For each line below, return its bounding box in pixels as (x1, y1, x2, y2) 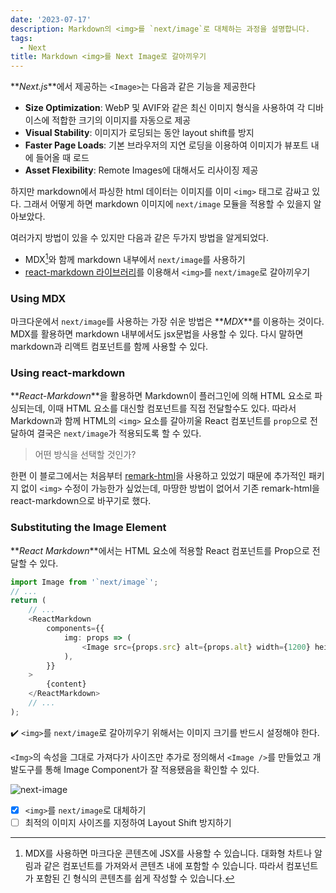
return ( (10, 596, 47, 606)
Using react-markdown (10, 366, 126, 380)
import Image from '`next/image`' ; (10, 577, 159, 587)
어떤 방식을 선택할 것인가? (34, 449, 137, 461)
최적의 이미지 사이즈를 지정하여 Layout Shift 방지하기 (24, 816, 232, 828)
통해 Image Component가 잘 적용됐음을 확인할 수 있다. (44, 763, 260, 775)
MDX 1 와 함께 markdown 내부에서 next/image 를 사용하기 (24, 252, 246, 265)
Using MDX (10, 291, 67, 305)
